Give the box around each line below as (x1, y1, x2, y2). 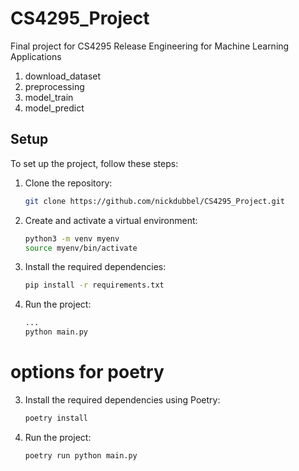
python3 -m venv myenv (24, 233, 120, 244)
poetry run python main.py (24, 450, 138, 461)
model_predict (24, 102, 85, 114)
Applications (10, 50, 62, 62)
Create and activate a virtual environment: (24, 214, 198, 226)
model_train (24, 91, 74, 103)
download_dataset (24, 70, 102, 82)
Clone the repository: (24, 177, 113, 189)
